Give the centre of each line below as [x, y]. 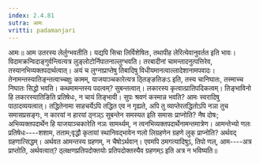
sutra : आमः [26, 23]
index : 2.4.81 [32, 15]
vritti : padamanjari [42, 30]
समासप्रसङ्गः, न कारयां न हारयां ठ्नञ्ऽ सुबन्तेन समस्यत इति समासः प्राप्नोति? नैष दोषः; [113, 115]
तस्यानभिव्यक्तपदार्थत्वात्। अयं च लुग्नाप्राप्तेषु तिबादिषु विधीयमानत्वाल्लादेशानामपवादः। [112, 70]
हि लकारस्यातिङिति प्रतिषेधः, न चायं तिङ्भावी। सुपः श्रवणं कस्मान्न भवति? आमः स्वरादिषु [114, 97]
